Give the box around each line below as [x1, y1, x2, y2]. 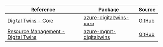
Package [98, 6, 119, 12]
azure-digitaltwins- [83, 14, 130, 21]
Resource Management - [7, 28, 65, 35]
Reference [31, 6, 56, 12]
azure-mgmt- [83, 28, 116, 35]
